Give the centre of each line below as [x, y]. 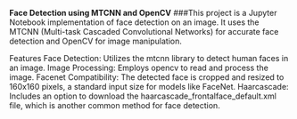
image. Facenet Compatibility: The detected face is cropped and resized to [147, 77]
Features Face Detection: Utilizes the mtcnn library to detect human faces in [149, 58]
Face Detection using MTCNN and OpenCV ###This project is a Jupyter [143, 13]
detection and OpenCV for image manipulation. [96, 41]
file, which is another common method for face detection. [115, 105]
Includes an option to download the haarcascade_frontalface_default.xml [143, 96]
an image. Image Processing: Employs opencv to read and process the [139, 67]
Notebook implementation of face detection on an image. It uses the [135, 22]
